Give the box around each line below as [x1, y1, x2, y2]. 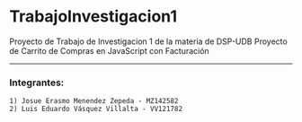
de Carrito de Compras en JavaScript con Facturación [9, 45, 209, 56]
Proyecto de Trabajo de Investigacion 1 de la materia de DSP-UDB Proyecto [9, 36, 288, 47]
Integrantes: [9, 76, 65, 89]
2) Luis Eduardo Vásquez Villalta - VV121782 [9, 105, 182, 114]
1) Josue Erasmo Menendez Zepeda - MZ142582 [9, 97, 179, 106]
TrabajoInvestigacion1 [9, 6, 178, 27]
